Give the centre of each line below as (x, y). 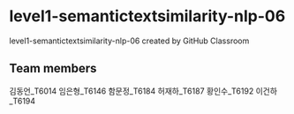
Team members (53, 68)
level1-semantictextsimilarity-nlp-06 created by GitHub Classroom (129, 41)
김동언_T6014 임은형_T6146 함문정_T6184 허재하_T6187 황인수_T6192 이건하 (143, 91)
